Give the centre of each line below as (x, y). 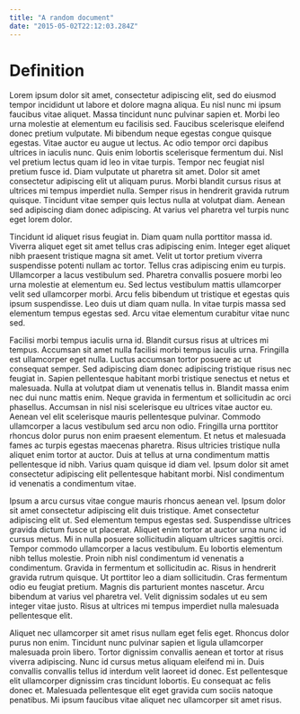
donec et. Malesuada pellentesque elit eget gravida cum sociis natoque (141, 691)
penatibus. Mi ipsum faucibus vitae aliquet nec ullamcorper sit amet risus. (146, 700)
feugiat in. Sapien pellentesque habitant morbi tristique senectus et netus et (150, 379)
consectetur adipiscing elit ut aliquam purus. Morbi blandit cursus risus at (145, 182)
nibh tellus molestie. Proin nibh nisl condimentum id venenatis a (127, 558)
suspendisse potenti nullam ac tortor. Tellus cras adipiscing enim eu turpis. (147, 265)
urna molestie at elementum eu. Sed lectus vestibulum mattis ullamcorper (146, 285)
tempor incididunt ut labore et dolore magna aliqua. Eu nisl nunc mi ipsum (145, 105)
